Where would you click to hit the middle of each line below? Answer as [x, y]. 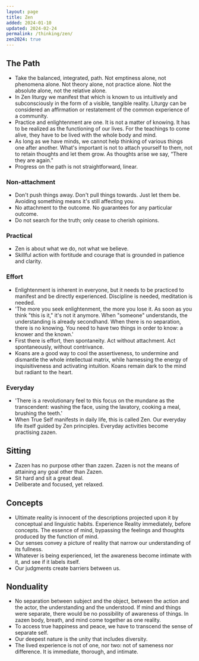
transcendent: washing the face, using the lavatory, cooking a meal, [98, 407]
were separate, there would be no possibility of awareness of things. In [102, 614]
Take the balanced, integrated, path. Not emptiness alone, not [90, 77]
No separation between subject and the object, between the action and [102, 601]
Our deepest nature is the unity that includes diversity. [81, 639]
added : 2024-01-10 [29, 23]
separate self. [31, 633]
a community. [31, 116]
